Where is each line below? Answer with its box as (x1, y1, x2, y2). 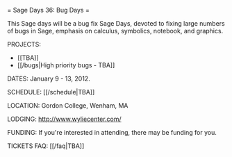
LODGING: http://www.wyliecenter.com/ (7, 115, 122, 123)
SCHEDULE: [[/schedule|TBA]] (7, 88, 95, 96)
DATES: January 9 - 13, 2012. (7, 74, 90, 83)
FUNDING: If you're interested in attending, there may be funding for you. (7, 129, 217, 136)
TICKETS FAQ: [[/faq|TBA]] (7, 142, 85, 150)
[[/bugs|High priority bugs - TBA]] (17, 61, 115, 69)
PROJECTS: (7, 40, 42, 48)
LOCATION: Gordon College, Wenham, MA (7, 101, 129, 110)
